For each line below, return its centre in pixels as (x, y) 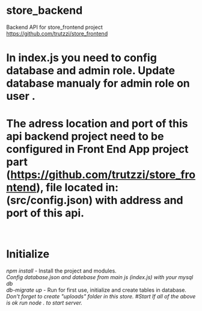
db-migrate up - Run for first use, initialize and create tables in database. (96, 290)
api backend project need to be (85, 137)
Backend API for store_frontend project (55, 27)
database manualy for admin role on (98, 83)
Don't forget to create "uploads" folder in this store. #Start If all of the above (101, 296)
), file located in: (77, 188)
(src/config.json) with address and (95, 201)
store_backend (44, 11)
